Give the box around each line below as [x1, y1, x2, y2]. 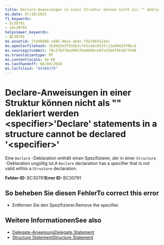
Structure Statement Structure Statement [12, 234, 94, 240]
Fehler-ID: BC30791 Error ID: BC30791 [5, 175, 82, 181]
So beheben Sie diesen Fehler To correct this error [5, 189, 159, 198]
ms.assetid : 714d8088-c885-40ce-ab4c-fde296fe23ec [5, 39, 110, 44]
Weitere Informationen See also [5, 216, 102, 225]
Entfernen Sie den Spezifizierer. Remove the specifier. [12, 202, 120, 208]
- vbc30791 [5, 25, 27, 30]
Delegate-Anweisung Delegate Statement [12, 229, 95, 235]
